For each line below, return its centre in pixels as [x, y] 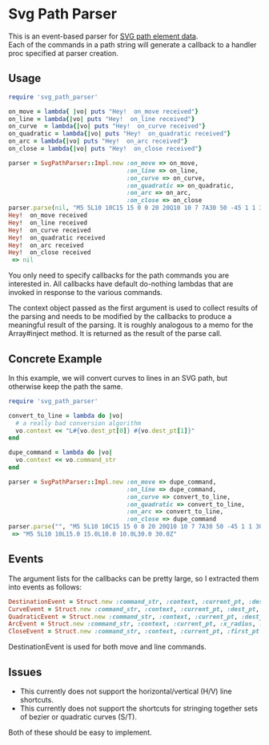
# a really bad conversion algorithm [78, 423]
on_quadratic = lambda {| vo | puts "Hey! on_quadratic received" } [119, 134]
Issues [25, 672]
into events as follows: [45, 587]
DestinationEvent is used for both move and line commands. [107, 647]
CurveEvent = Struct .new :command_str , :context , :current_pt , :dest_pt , [134, 609]
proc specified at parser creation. [63, 53]
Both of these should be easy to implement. [80, 732]
